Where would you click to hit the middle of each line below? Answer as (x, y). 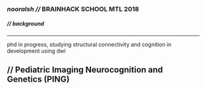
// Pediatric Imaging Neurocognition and (85, 70)
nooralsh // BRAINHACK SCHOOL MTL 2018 (73, 9)
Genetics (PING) (38, 80)
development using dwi (36, 51)
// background (26, 24)
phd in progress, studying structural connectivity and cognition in (89, 44)
